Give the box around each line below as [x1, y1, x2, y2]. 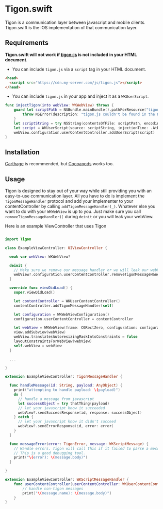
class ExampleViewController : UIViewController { [5, 246, 108, 250]
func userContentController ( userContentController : [14, 481, 120, 487]
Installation [5, 148, 40, 156]
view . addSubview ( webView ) [14, 330, 66, 335]
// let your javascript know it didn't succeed [17, 419, 116, 424]
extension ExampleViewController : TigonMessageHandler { [5, 374, 123, 379]
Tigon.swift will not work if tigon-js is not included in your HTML [5, 52, 137, 57]
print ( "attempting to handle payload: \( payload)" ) [14, 387, 120, 392]
